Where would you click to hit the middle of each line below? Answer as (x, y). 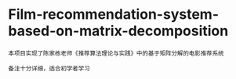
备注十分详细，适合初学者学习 (49, 68)
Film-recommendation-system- (114, 14)
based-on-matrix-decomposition (118, 31)
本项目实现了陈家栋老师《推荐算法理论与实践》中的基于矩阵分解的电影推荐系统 (116, 53)
